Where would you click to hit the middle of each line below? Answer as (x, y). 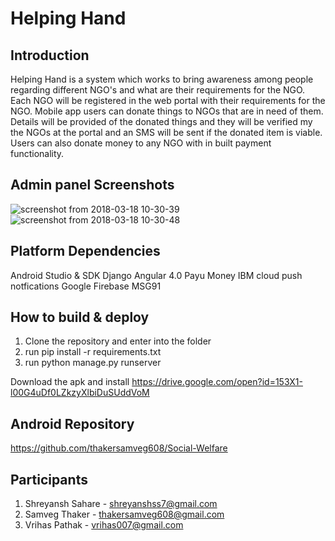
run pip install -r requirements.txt (93, 352)
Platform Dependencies (85, 251)
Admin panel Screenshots (92, 185)
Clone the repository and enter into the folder (118, 341)
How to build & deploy (80, 317)
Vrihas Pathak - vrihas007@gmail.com (104, 525)
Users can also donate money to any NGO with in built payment (141, 143)
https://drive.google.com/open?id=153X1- (217, 382)
